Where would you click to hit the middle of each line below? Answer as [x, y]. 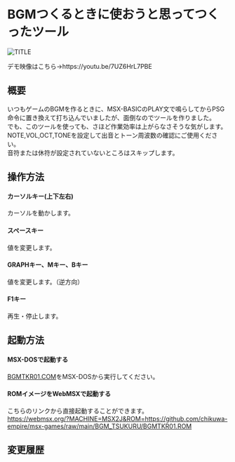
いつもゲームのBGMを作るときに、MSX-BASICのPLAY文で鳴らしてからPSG [116, 109]
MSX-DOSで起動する [38, 359]
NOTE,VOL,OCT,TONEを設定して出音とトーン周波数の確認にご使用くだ [109, 135]
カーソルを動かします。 [41, 213]
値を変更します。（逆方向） [46, 282]
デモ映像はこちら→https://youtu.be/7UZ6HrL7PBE [80, 66]
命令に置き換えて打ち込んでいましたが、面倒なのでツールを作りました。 [112, 117]
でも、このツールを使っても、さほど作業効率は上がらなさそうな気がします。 [117, 126]
